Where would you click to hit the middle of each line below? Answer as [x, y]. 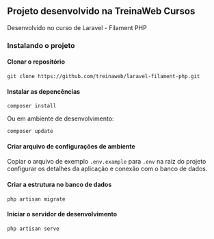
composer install [32, 106]
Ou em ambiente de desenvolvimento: [61, 118]
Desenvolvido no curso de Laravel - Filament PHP [77, 27]
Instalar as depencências [44, 91]
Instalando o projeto [41, 45]
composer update [30, 131]
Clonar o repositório [36, 62]
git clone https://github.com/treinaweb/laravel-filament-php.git [104, 76]
